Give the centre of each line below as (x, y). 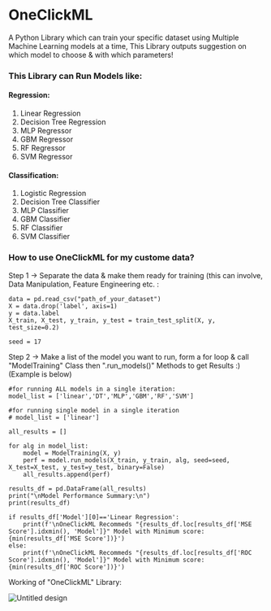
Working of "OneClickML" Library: (65, 582)
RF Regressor (43, 148)
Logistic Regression (53, 194)
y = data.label (34, 313)
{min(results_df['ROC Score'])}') (67, 567)
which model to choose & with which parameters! (91, 55)
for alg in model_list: (49, 446)
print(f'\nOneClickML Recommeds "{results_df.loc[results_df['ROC (138, 552)
